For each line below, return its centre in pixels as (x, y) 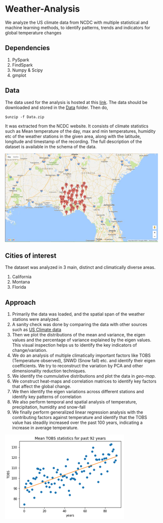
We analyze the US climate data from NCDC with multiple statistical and (77, 22)
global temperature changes (33, 33)
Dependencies (27, 48)
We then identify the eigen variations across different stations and (78, 392)
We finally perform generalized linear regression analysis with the (77, 412)
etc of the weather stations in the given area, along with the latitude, (73, 136)
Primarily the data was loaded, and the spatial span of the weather (78, 314)
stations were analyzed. (36, 319)
